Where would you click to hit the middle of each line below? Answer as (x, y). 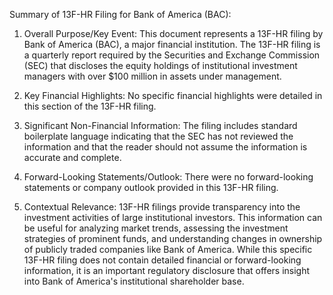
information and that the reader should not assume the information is (165, 147)
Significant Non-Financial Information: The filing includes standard (160, 125)
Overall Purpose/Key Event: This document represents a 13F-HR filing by (173, 33)
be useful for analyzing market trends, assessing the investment (156, 228)
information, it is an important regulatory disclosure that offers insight (167, 270)
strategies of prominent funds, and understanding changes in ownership (173, 238)
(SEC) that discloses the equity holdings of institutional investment (160, 65)
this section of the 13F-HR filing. (90, 106)
